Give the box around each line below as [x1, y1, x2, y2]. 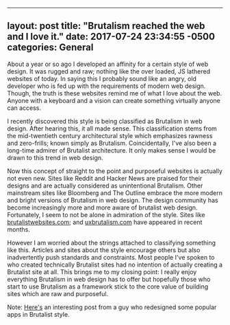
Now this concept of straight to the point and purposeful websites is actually [7, 166, 222, 175]
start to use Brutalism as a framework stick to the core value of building [7, 282, 209, 291]
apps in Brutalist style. [7, 310, 70, 318]
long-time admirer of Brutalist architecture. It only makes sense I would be [7, 146, 216, 155]
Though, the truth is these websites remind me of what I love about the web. [7, 89, 222, 97]
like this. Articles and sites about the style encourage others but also [7, 245, 201, 254]
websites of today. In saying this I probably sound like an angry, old [7, 74, 197, 82]
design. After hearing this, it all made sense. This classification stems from [7, 124, 217, 133]
